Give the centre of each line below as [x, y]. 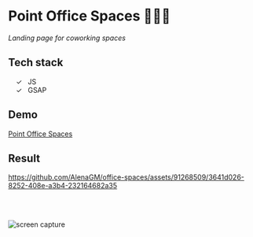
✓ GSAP [31, 90]
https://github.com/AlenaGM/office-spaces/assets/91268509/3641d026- [126, 177]
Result [24, 158]
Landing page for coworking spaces [67, 38]
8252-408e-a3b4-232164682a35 [63, 186]
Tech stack [36, 63]
